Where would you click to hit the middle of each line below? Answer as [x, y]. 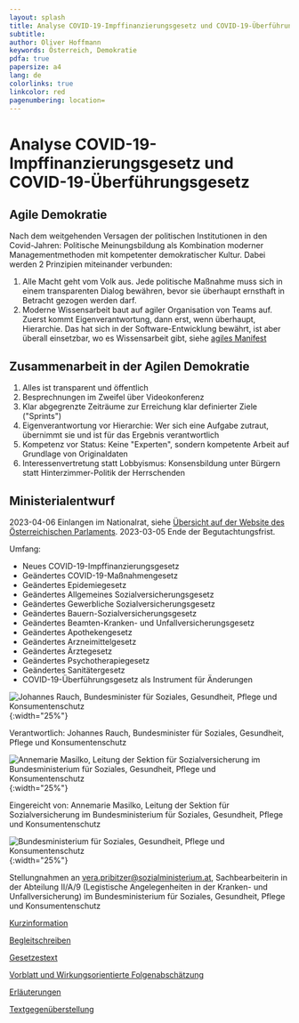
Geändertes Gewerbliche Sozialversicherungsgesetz [119, 604]
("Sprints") [42, 416]
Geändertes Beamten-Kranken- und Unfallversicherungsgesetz [138, 623]
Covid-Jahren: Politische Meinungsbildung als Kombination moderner [137, 246]
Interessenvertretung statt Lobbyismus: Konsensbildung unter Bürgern [151, 463]
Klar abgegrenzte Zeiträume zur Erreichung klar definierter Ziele [140, 407]
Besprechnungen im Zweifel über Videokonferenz [113, 398]
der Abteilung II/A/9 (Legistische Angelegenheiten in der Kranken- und [139, 887]
